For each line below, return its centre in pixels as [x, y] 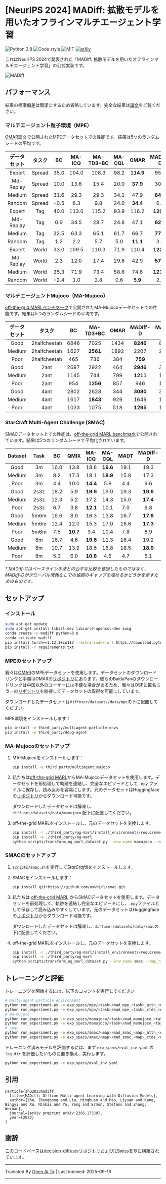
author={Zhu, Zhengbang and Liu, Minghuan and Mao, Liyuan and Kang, [83, 1100]
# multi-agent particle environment [43, 1001]
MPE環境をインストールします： [38, 718]
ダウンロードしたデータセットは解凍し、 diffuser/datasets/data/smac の [85, 926]
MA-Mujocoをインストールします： [48, 758]
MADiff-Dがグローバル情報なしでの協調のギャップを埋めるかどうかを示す [80, 575]
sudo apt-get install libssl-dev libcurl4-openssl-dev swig [68, 629]
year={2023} [22, 1117]
